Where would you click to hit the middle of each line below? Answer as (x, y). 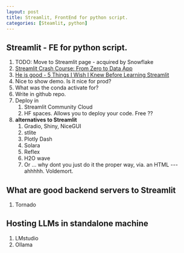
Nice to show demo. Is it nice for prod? (63, 82)
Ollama (24, 245)
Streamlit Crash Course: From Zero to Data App (74, 69)
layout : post (23, 12)
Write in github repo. (40, 94)
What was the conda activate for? (57, 88)
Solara (32, 146)
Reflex (32, 152)
